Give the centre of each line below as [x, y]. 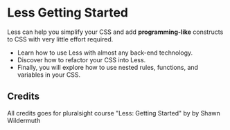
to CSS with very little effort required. [60, 39]
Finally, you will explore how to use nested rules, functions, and [108, 67]
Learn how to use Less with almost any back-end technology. [105, 53]
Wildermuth [24, 120]
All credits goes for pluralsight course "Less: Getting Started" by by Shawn [114, 113]
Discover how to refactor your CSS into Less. [81, 59]
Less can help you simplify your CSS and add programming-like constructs [115, 32]
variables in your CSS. [49, 75]
